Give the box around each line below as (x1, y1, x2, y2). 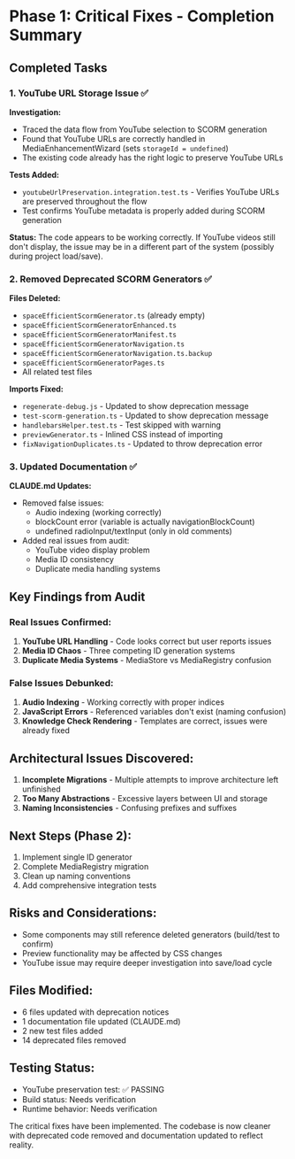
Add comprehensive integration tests (21, 880, 157, 891)
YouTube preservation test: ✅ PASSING (21, 1084, 165, 1094)
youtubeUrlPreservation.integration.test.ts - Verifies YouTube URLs (21, 186, 280, 197)
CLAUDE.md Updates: (9, 481, 92, 491)
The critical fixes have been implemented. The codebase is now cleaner (9, 1120, 271, 1131)
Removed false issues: (21, 498, 104, 508)
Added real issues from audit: (21, 536, 130, 546)
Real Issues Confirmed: (9, 615, 112, 628)
